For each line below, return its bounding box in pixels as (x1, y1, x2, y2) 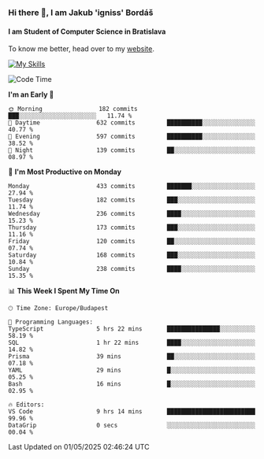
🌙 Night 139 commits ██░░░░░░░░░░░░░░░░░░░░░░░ (8, 146, 256, 154)
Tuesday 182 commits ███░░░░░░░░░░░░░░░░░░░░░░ (8, 196, 256, 204)
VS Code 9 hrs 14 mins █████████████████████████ (8, 408, 256, 416)
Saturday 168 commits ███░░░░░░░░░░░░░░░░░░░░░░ (8, 251, 256, 259)
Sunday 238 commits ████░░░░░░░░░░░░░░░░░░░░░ (8, 265, 256, 273)
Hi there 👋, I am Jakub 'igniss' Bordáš (8, 7, 154, 18)
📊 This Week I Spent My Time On (8, 287, 120, 296)
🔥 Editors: (8, 401, 45, 409)
